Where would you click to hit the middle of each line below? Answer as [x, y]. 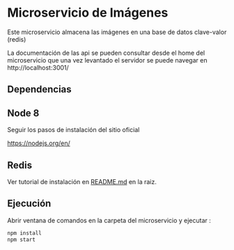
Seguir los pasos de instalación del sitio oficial [73, 130]
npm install [24, 233]
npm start [22, 240]
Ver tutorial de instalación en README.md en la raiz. [82, 181]
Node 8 [23, 113]
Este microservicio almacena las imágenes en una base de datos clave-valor [117, 32]
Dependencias [39, 89]
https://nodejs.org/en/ [39, 143]
